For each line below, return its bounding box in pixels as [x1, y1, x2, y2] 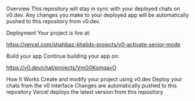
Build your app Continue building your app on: [6, 53, 120, 59]
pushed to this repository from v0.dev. [6, 18, 100, 25]
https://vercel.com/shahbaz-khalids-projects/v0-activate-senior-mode [6, 41, 181, 48]
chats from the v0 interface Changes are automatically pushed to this [6, 82, 178, 89]
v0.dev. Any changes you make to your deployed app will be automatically [6, 11, 190, 19]
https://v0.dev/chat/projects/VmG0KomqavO [6, 64, 117, 71]
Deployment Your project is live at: [6, 29, 91, 36]
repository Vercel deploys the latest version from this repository [6, 88, 163, 95]
